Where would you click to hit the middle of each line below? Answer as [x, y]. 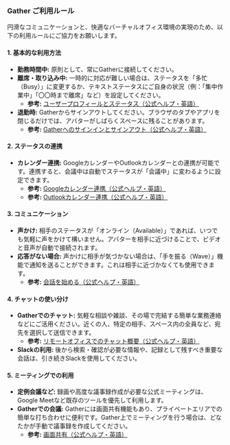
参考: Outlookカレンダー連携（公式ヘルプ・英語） [97, 197]
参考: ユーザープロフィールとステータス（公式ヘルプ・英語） [113, 104]
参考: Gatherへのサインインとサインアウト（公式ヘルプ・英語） [117, 129]
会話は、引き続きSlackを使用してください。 [79, 359]
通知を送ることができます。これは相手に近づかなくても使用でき [119, 265]
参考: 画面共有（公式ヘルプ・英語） [78, 435]
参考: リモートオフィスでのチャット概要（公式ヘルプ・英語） [113, 341]
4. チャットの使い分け [38, 299]
